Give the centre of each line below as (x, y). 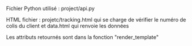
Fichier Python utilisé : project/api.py (50, 8)
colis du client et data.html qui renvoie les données (68, 26)
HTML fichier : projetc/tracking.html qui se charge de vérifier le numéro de (96, 20)
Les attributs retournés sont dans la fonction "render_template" (82, 37)
